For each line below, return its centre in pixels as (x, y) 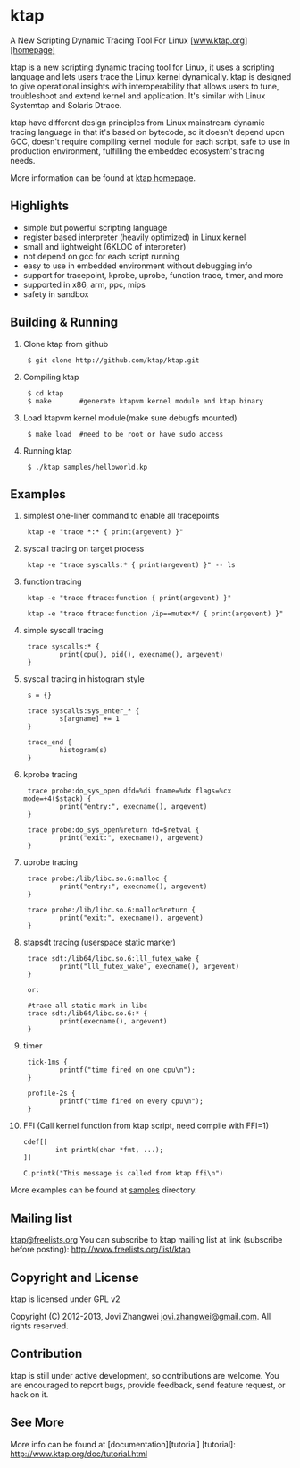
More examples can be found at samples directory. (104, 1190)
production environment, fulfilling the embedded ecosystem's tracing (137, 151)
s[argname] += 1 (89, 719)
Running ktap (47, 450)
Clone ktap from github (66, 344)
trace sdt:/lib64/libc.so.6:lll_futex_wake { (113, 959)
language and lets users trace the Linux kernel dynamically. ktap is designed (151, 76)
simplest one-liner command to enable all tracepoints (121, 516)
